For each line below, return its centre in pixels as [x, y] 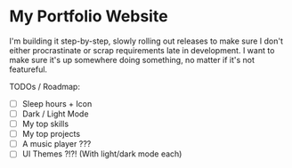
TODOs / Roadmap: [45, 86]
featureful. [28, 69]
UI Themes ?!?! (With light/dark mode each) [102, 154]
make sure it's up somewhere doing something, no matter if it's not [132, 60]
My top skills [45, 124]
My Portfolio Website [89, 16]
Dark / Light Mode [55, 114]
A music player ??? [57, 144]
